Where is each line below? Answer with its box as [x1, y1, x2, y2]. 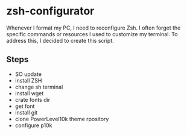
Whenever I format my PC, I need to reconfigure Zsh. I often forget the [6, 24, 181, 31]
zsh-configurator [6, 4, 95, 18]
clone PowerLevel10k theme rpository [14, 115, 109, 122]
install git [14, 108, 38, 116]
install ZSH [14, 77, 42, 84]
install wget [14, 89, 44, 97]
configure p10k [14, 122, 52, 129]
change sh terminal [14, 83, 63, 90]
